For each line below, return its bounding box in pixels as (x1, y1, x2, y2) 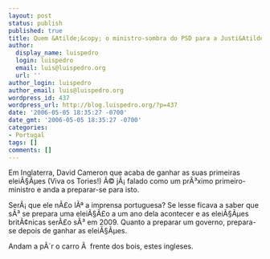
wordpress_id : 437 (8, 94, 70, 102)
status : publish (8, 19, 63, 27)
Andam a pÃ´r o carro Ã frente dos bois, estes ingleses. (8, 241, 194, 251)
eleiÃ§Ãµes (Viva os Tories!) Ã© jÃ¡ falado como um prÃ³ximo (8, 176, 214, 186)
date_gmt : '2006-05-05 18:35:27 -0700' (8, 116, 142, 124)
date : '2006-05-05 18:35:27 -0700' (8, 109, 128, 117)
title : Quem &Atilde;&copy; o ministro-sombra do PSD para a (8, 34, 218, 42)
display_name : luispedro (15, 49, 99, 57)
